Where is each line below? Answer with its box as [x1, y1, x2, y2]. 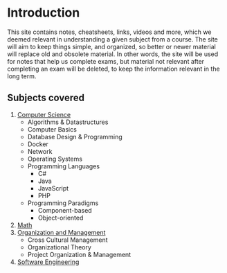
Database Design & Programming [27, 132, 122, 141]
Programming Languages [27, 161, 100, 170]
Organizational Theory [27, 243, 92, 251]
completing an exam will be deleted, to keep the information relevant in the [7, 64, 220, 73]
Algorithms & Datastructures [27, 118, 109, 126]
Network [27, 147, 53, 155]
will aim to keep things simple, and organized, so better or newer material [7, 42, 216, 51]
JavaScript [37, 184, 69, 192]
